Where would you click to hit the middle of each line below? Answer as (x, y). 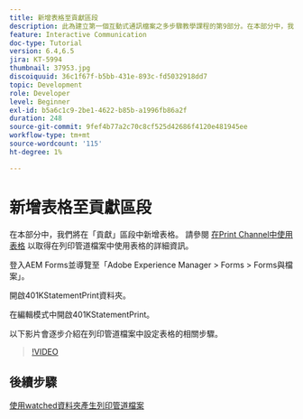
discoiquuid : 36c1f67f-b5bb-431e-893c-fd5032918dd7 (108, 77)
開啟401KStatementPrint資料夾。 (70, 295)
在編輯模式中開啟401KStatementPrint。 (82, 314)
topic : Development (46, 85)
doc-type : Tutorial (46, 43)
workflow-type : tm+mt (50, 135)
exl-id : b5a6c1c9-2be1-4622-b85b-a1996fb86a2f (98, 110)
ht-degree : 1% (36, 152)
